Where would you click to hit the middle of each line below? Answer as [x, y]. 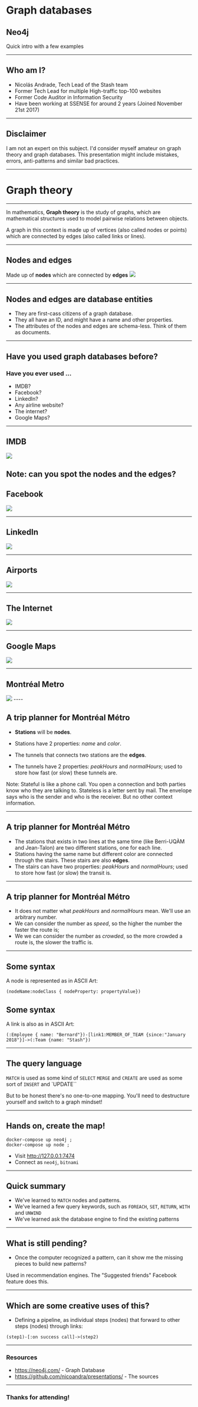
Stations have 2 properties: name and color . [68, 743]
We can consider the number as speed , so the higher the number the [98, 923]
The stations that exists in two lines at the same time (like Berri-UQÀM [100, 841]
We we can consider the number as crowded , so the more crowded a [98, 936]
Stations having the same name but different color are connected [93, 854]
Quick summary [36, 1186]
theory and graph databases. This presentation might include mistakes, [93, 154]
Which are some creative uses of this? [78, 1306]
